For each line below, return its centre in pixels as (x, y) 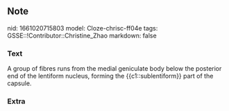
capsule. (19, 83)
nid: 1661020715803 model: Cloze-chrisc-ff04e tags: (83, 28)
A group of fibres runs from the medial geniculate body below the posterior (114, 69)
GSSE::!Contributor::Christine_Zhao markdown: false (82, 35)
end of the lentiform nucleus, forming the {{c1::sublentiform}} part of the (110, 76)
